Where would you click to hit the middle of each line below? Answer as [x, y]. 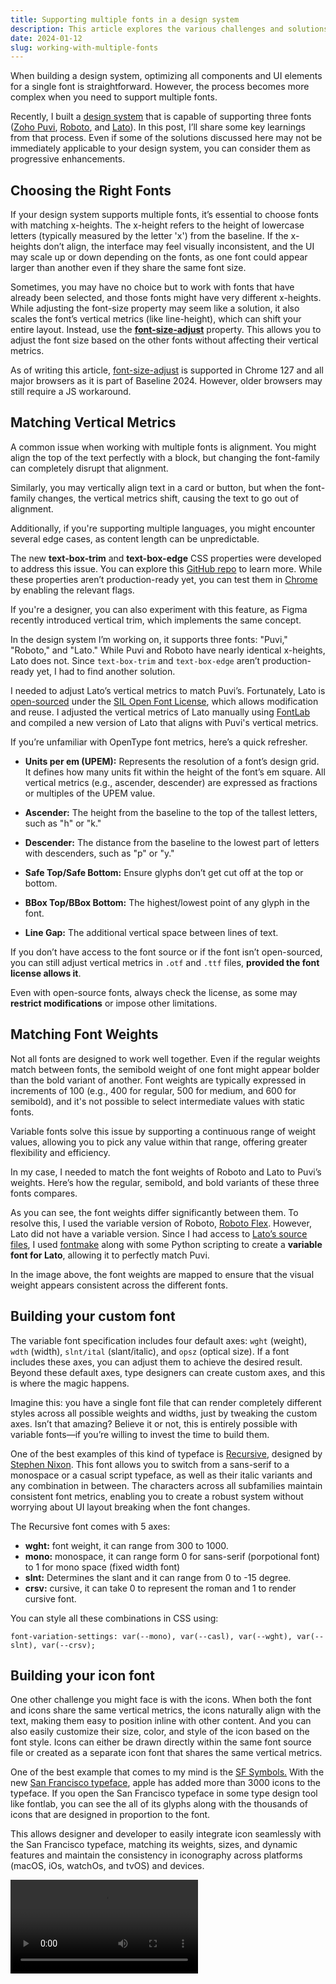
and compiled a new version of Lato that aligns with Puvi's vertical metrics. [164, 722]
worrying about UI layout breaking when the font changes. [130, 1507]
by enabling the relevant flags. [72, 590]
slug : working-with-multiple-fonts [84, 47]
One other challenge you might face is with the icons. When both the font [161, 1700]
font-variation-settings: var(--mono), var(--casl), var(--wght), [151, 1636]
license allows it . [46, 973]
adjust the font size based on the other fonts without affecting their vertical [164, 340]
